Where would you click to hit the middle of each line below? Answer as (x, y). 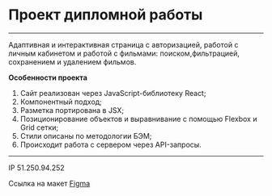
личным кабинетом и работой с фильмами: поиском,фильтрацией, (124, 53)
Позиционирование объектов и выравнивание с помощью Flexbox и (138, 119)
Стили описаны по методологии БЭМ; (86, 136)
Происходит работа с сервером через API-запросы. (111, 144)
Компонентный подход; (61, 102)
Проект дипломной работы (106, 15)
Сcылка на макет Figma (49, 183)
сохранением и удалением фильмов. (72, 61)
